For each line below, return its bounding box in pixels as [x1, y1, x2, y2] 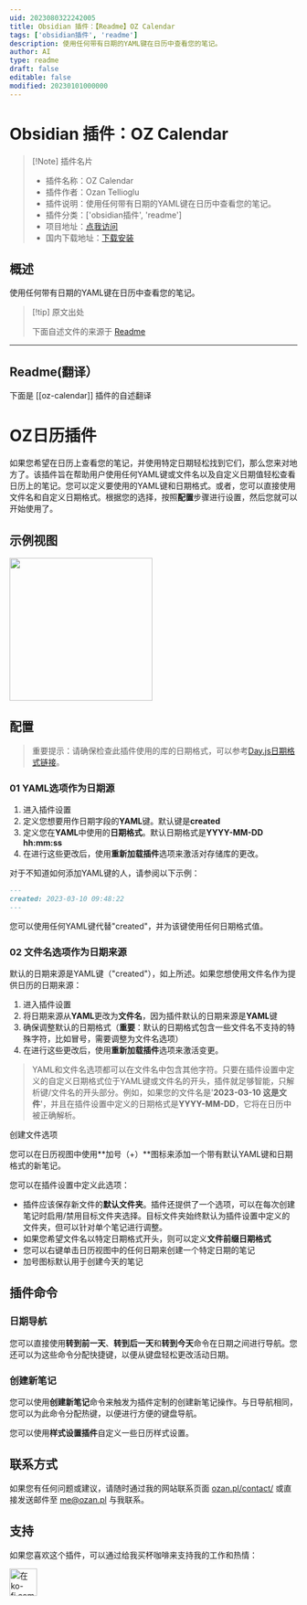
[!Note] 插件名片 [31, 155, 93, 166]
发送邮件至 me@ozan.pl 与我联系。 [16, 1493, 149, 1504]
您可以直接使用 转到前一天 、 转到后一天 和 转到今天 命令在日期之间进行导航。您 [9, 1337, 298, 1348]
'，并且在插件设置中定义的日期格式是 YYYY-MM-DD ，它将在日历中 [39, 1098, 292, 1109]
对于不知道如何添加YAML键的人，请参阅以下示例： [9, 867, 200, 878]
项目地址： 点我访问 [45, 220, 119, 231]
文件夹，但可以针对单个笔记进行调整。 [22, 1221, 167, 1232]
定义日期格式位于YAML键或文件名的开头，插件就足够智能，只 [56, 1075, 287, 1086]
